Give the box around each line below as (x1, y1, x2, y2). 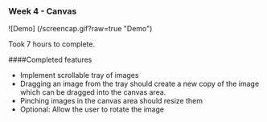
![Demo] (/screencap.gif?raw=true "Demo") (8, 24, 153, 34)
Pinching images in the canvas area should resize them (19, 96, 203, 106)
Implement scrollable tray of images (19, 71, 139, 80)
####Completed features (8, 55, 92, 65)
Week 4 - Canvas (8, 6, 77, 17)
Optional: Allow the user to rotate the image (19, 104, 165, 114)
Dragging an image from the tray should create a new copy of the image (19, 79, 260, 89)
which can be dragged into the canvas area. (19, 87, 166, 97)
